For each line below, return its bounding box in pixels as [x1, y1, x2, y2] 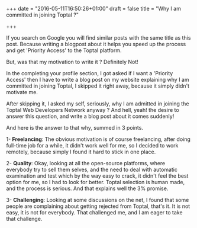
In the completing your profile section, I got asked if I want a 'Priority [6, 70, 173, 76]
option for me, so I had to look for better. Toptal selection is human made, [6, 179, 185, 185]
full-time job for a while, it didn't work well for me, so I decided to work [6, 142, 179, 149]
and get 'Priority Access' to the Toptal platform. [6, 47, 122, 54]
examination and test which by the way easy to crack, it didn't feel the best [6, 172, 189, 179]
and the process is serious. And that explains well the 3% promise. [6, 185, 169, 192]
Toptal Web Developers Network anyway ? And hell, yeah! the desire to [6, 107, 179, 113]
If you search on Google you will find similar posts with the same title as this [6, 34, 191, 41]
